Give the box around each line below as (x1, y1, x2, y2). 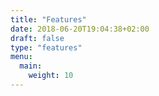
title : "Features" (10, 14, 87, 25)
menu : (10, 52, 33, 62)
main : (19, 61, 43, 71)
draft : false (10, 33, 65, 43)
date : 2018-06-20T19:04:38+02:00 (10, 24, 150, 34)
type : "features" (10, 42, 83, 53)
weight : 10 (28, 71, 74, 81)
